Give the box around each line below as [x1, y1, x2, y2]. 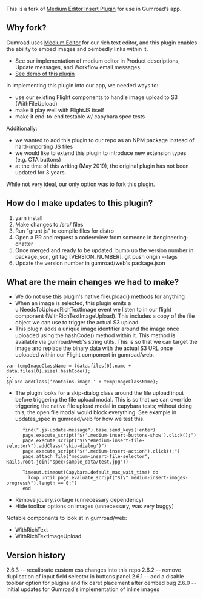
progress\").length [6, 480, 56, 487]
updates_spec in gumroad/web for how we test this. [15, 416, 145, 423]
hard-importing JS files [15, 143, 73, 150]
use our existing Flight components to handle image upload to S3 [15, 94, 178, 101]
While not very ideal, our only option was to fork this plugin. [6, 180, 155, 188]
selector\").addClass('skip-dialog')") [6, 443, 107, 449]
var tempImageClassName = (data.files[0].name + [6, 363, 131, 369]
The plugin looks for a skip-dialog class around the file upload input [15, 389, 184, 397]
